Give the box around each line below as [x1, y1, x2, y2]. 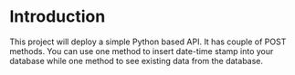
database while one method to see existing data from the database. [9, 55, 263, 66]
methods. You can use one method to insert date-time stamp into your [9, 45, 274, 56]
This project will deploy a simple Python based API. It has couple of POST [9, 36, 287, 47]
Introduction [9, 6, 106, 27]
